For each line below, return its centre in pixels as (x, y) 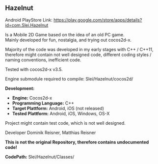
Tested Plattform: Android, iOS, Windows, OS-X (61, 113)
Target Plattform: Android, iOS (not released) (58, 108)
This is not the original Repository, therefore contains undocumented (77, 142)
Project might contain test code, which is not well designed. (66, 123)
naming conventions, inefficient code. (43, 60)
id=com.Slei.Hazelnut (27, 25)
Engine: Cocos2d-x (32, 98)
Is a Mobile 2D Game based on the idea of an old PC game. (65, 34)
